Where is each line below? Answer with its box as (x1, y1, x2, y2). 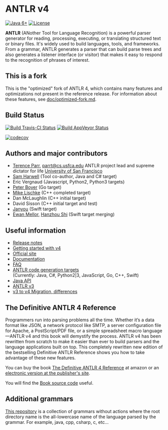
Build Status (5, 111, 45, 120)
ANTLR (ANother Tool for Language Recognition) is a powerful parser (5, 30, 151, 36)
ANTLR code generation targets (12, 267, 79, 273)
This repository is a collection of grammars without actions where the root (5, 408, 160, 414)
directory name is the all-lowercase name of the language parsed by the (5, 414, 156, 420)
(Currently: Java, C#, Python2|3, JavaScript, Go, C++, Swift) (12, 272, 139, 279)
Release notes (12, 240, 43, 246)
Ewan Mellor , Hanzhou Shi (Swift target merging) (12, 211, 115, 217)
